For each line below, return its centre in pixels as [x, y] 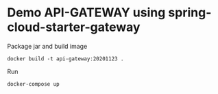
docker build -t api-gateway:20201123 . [66, 59]
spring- [190, 13]
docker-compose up [33, 84]
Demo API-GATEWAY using [86, 13]
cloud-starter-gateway [74, 27]
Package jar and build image [47, 46]
